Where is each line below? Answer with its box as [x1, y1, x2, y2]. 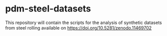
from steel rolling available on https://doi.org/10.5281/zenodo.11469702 [5, 24, 152, 30]
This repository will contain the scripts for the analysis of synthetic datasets [5, 19, 162, 25]
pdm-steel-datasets [5, 3, 92, 14]
